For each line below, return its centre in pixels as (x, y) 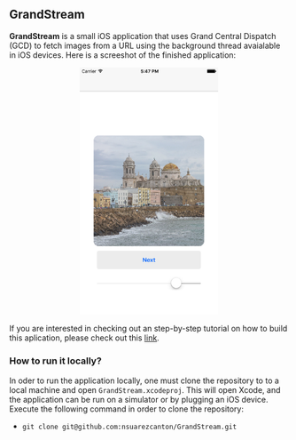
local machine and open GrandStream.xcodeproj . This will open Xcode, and (145, 389)
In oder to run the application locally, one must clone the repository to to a (144, 380)
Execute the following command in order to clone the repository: (127, 409)
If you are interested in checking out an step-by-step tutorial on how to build (148, 329)
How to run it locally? (55, 361)
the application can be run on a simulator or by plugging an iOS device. (139, 399)
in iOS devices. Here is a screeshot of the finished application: (123, 55)
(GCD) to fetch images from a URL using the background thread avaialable (145, 45)
